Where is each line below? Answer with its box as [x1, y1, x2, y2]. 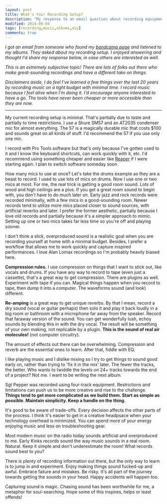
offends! [5, 494, 22, 500]
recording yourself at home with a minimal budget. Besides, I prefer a [5, 239, 147, 244]
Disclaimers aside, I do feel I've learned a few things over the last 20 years [5, 79, 159, 85]
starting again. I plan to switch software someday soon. [5, 161, 118, 167]
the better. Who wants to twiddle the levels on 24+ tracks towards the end [5, 367, 157, 373]
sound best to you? [5, 448, 45, 454]
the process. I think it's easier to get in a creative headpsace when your [5, 413, 152, 418]
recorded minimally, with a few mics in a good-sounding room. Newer [5, 197, 148, 203]
